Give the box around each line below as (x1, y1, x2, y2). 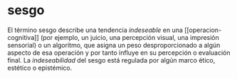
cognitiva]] (7, 33, 39, 41)
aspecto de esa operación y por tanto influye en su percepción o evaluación (7, 48, 231, 57)
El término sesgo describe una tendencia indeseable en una (7, 26, 184, 34)
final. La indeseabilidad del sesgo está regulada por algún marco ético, (7, 56, 216, 64)
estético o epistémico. (7, 63, 73, 72)
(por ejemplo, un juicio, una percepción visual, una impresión (40, 33, 219, 41)
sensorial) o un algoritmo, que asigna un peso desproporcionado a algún (7, 41, 221, 49)
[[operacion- (184, 26, 222, 34)
